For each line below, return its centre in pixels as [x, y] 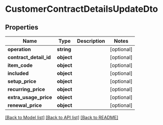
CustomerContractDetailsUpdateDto [81, 9]
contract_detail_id [29, 57]
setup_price [22, 81]
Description [91, 41]
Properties [22, 27]
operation [19, 49]
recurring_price [26, 89]
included [18, 73]
